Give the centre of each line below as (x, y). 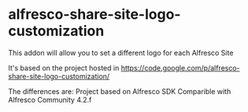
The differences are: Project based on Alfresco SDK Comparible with (120, 91)
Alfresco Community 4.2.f (50, 99)
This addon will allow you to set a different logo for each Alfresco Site (121, 52)
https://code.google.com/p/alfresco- (180, 67)
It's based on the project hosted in (64, 67)
